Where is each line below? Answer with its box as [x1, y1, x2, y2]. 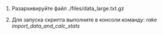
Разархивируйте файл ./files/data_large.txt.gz [11, 5, 125, 12]
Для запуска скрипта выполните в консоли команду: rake [11, 16, 157, 23]
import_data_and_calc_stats [11, 23, 81, 29]
